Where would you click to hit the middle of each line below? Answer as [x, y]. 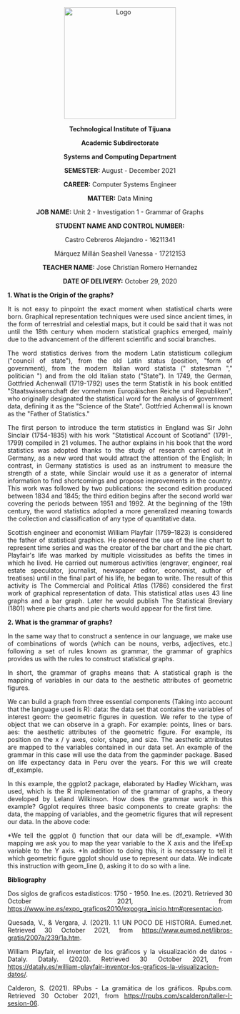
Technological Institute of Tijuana [120, 129]
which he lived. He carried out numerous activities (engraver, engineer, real [120, 563]
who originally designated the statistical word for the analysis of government [120, 398]
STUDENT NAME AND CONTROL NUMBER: [120, 226]
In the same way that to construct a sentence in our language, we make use [120, 636]
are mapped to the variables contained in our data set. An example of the [120, 747]
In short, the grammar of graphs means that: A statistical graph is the [120, 673]
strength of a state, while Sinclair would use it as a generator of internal [120, 473]
